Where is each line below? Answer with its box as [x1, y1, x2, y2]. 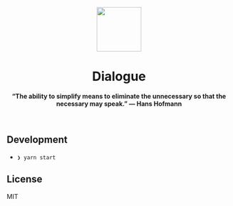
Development [6, 134, 68, 146]
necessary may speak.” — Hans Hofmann [56, 99, 182, 108]
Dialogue [91, 68, 147, 85]
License [6, 173, 43, 185]
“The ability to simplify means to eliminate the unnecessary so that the [11, 92, 227, 100]
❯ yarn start [16, 153, 56, 161]
